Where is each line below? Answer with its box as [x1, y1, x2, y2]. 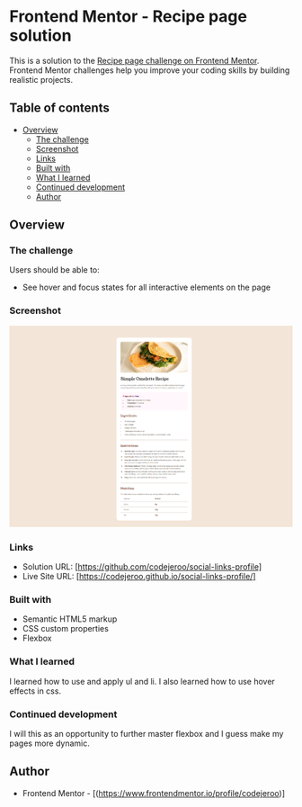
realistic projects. [9, 74, 74, 85]
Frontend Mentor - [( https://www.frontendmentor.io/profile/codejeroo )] [22, 787, 286, 798]
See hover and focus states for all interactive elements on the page [22, 282, 271, 293]
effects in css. [9, 686, 61, 696]
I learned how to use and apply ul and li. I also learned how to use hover [9, 676, 276, 686]
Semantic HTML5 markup [22, 614, 118, 624]
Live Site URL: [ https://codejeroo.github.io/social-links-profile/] [22, 571, 256, 582]
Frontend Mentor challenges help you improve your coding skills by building [9, 65, 290, 76]
